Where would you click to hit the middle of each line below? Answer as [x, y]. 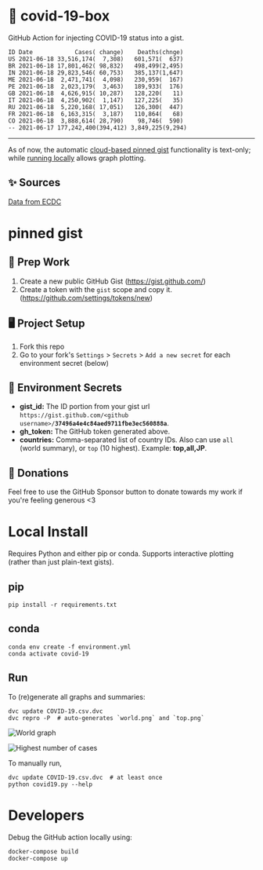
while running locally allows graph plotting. [77, 158]
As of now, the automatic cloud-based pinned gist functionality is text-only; [130, 149]
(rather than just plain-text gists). [61, 562]
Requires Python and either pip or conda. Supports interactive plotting [121, 554]
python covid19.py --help [50, 784]
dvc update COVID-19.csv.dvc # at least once [85, 777]
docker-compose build [43, 851]
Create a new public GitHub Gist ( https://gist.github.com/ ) [112, 281]
